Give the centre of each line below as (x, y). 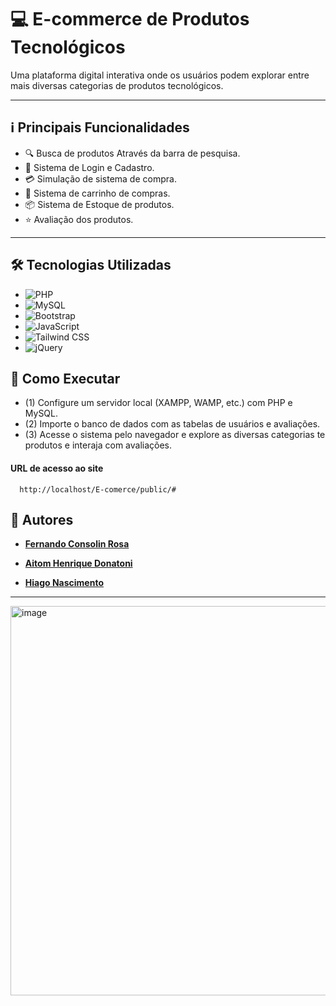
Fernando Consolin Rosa (77, 544)
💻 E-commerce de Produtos (130, 19)
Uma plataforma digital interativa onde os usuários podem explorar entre (160, 75)
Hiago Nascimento (64, 583)
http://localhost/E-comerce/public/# (98, 489)
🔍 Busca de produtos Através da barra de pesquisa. (132, 153)
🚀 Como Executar (65, 378)
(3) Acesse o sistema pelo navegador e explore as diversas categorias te (175, 435)
